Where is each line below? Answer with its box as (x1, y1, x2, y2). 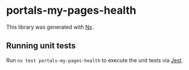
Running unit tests (6, 41, 76, 51)
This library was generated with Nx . (6, 23, 94, 31)
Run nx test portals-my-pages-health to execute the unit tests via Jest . (6, 56, 184, 63)
